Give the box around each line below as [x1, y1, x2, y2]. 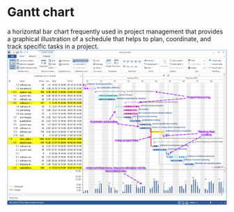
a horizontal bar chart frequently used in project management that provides [7, 27, 224, 36]
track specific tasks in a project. [7, 42, 99, 50]
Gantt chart [7, 4, 75, 20]
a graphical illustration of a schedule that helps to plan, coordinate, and [7, 34, 211, 43]
